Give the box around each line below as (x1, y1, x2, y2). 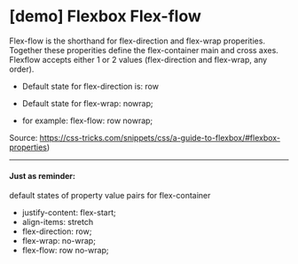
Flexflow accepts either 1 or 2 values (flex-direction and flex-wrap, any (9, 54, 268, 65)
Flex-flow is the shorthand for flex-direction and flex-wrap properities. (9, 35, 266, 46)
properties (9, 142, 47, 152)
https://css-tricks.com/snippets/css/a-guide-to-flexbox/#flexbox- (39, 132, 281, 143)
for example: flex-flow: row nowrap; (21, 115, 153, 126)
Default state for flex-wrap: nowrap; (21, 97, 153, 108)
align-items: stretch (21, 217, 94, 228)
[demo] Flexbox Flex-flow (9, 6, 201, 27)
